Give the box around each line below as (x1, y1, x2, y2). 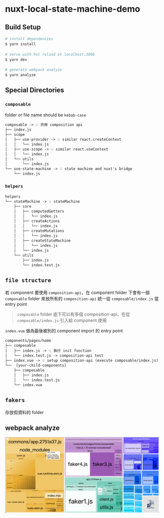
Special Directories (5, 86, 64, 94)
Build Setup (5, 23, 41, 31)
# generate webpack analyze (5, 68, 62, 72)
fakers (5, 397, 25, 404)
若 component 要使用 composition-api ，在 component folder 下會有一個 (5, 290, 150, 295)
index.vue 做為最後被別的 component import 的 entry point (5, 328, 123, 334)
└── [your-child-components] (5, 363, 67, 368)
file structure (5, 277, 51, 284)
